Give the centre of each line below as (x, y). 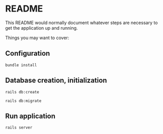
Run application (30, 116)
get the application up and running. (42, 28)
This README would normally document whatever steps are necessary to (81, 23)
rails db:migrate (23, 101)
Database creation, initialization (56, 81)
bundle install (21, 65)
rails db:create (22, 92)
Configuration (28, 53)
